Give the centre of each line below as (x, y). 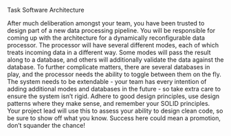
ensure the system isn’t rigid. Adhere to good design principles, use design (113, 96)
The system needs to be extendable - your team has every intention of (107, 81)
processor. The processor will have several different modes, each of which (113, 45)
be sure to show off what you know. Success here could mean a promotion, (114, 118)
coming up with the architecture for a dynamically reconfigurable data (106, 38)
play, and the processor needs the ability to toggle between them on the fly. (114, 74)
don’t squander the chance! (46, 125)
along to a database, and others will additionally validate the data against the (115, 60)
